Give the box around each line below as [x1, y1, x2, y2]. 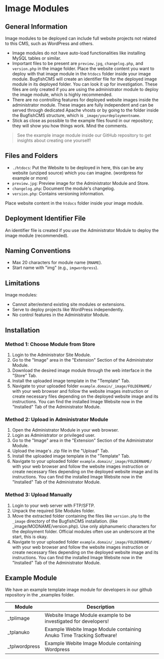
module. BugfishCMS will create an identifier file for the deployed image [12, 76, 157, 82]
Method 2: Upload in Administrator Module [5, 416, 108, 423]
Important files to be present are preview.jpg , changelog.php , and [12, 61, 143, 66]
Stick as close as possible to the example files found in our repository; [12, 118, 154, 123]
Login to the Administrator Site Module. [12, 352, 91, 358]
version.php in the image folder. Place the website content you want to [12, 66, 155, 71]
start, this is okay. [12, 534, 48, 540]
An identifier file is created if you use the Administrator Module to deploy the [5, 227, 159, 233]
